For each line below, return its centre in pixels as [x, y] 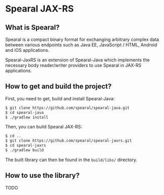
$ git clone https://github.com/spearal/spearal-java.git [67, 108]
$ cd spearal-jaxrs [26, 146]
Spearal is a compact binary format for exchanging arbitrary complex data [82, 39]
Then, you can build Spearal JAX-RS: [44, 127]
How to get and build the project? [59, 86]
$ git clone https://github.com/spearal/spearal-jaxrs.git [69, 141]
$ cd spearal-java [24, 112]
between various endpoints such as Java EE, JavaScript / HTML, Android [81, 45]
